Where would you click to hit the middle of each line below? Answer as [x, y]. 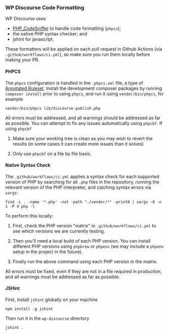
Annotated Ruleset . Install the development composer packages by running [84, 88]
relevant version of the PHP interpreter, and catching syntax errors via [78, 187]
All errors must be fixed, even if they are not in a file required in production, [83, 271]
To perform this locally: [29, 216]
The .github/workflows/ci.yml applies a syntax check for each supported [82, 176]
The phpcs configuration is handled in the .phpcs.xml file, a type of [74, 83]
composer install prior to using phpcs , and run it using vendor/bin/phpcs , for [85, 93]
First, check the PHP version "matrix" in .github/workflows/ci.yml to [84, 225]
